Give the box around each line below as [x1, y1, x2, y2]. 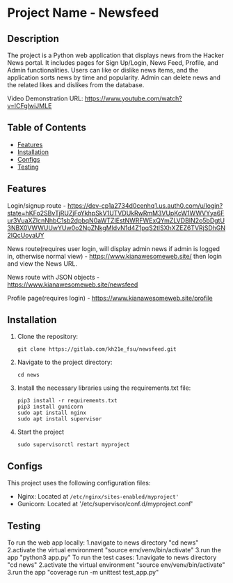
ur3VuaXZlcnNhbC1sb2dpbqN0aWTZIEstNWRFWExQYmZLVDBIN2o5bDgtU [7, 216, 225, 225]
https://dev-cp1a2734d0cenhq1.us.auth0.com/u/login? [67, 201, 223, 210]
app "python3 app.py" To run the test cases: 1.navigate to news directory [7, 553, 217, 562]
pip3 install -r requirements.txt [17, 397, 118, 404]
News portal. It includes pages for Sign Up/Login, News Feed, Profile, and [7, 59, 219, 67]
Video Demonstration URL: [7, 94, 83, 103]
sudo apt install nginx [17, 409, 87, 416]
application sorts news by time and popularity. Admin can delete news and [7, 73, 221, 82]
